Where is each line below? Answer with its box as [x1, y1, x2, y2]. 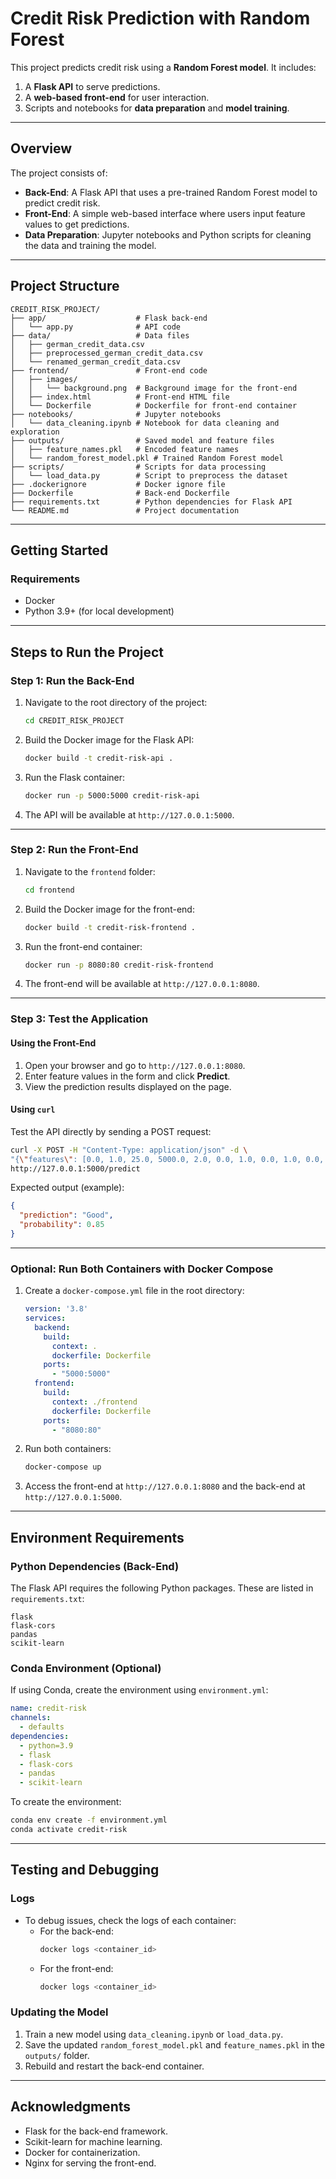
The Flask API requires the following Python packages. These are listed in [10, 1582, 314, 1594]
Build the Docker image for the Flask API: [24, 733, 195, 746]
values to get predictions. [24, 218, 130, 230]
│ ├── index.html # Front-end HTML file [10, 392, 230, 402]
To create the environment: [10, 1796, 122, 1808]
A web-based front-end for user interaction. [24, 91, 210, 103]
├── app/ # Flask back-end [10, 313, 208, 323]
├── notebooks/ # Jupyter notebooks [10, 409, 222, 419]
